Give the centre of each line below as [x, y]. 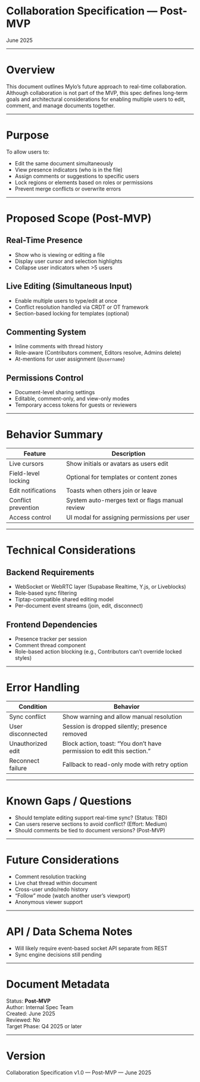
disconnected [28, 734]
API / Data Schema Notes [69, 932]
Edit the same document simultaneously [64, 163]
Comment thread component [50, 645]
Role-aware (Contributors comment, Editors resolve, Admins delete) [98, 353]
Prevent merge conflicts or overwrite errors [68, 189]
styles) [23, 658]
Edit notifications [33, 491]
